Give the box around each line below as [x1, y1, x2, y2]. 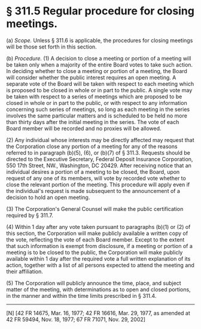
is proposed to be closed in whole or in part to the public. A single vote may [6, 86, 193, 93]
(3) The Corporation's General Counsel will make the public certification [6, 205, 184, 212]
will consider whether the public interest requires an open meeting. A [6, 74, 176, 81]
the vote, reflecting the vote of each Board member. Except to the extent [6, 236, 185, 243]
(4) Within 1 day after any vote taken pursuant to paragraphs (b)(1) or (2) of [6, 223, 191, 230]
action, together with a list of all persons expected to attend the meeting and [6, 261, 194, 268]
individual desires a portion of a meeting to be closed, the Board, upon [6, 168, 180, 175]
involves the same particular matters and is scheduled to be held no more [6, 112, 187, 119]
